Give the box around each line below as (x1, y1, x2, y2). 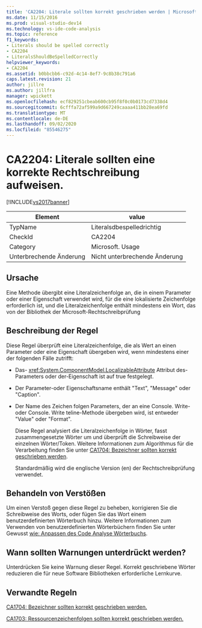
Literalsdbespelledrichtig (91, 223, 161, 231)
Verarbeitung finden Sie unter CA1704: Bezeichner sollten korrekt (14, 446, 177, 453)
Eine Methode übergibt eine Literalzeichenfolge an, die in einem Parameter (6, 289, 191, 296)
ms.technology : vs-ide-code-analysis (6, 25, 101, 32)
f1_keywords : (6, 37, 39, 43)
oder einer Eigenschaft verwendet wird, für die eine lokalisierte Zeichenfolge (6, 295, 196, 303)
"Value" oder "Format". (14, 415, 72, 423)
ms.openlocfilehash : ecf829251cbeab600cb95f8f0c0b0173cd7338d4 (6, 98, 168, 104)
